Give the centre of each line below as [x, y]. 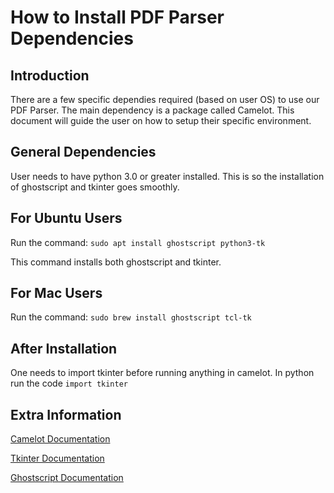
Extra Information [66, 414]
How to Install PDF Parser [117, 17]
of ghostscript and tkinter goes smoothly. [95, 187]
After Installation [64, 348]
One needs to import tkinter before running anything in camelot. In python [162, 373]
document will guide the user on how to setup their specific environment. [161, 120]
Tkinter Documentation [57, 458]
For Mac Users [56, 293]
